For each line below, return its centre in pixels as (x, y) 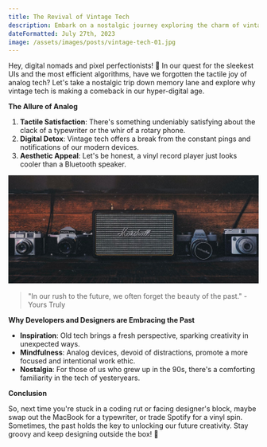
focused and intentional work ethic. (77, 361)
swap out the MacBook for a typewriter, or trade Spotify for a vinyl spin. (126, 418)
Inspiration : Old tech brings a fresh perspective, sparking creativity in (134, 335)
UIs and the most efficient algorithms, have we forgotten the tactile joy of (128, 74)
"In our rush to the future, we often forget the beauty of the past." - (137, 296)
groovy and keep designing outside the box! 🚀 (83, 434)
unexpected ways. (50, 344)
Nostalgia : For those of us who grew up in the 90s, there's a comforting (137, 370)
